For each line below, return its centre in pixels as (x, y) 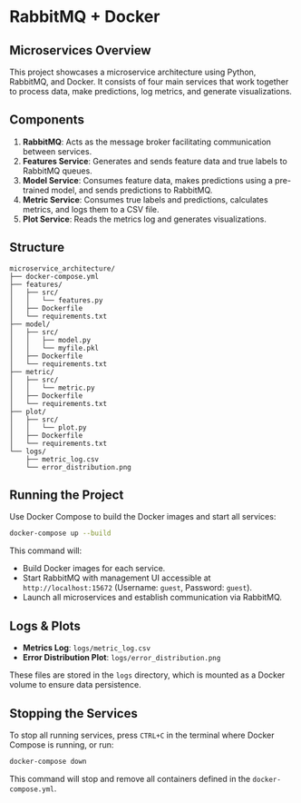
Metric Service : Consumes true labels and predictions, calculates (146, 199)
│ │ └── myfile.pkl (54, 348)
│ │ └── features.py (56, 300)
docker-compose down (49, 761)
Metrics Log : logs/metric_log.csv (87, 648)
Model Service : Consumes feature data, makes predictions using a (148, 180)
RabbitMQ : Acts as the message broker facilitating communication (147, 142)
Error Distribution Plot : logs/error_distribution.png (121, 658)
